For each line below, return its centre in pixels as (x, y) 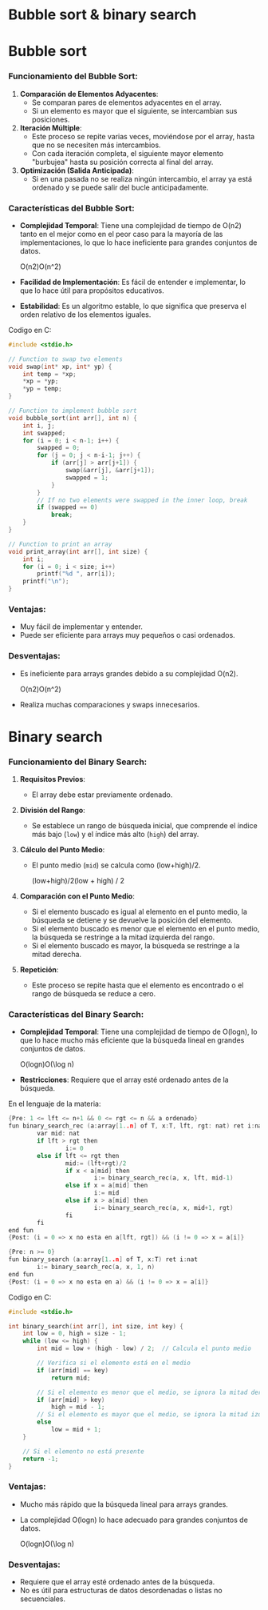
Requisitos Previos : (53, 779)
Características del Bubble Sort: (72, 208)
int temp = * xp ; (50, 374)
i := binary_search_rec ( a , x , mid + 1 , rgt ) (164, 1207)
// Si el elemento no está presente (84, 1451)
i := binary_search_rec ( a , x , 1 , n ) (96, 1267)
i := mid (106, 1193)
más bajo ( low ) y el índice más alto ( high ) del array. (115, 835)
